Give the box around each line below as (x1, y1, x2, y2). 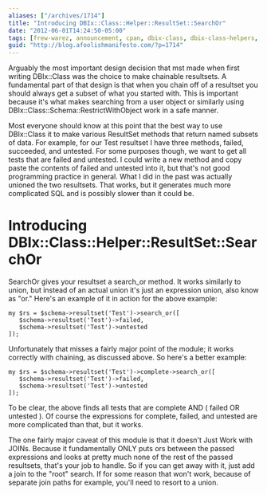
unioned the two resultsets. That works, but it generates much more (8, 180, 231, 190)
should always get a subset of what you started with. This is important (8, 88, 239, 98)
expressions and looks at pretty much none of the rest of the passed (8, 452, 234, 462)
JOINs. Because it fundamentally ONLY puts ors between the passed (8, 444, 235, 454)
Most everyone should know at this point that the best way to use (8, 121, 223, 131)
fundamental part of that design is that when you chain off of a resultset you (8, 81, 259, 90)
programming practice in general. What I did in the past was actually (8, 172, 233, 182)
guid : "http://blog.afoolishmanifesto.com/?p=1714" (8, 41, 183, 49)
